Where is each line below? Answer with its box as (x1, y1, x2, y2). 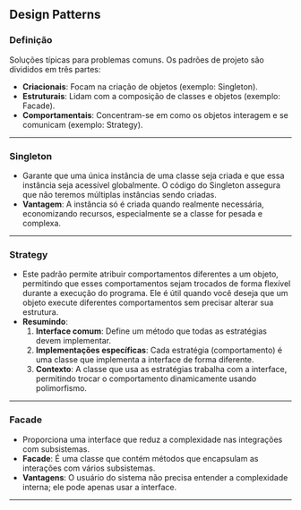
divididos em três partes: (9, 64, 101, 74)
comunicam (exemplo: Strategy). (21, 119, 143, 130)
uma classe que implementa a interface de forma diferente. (35, 354, 254, 365)
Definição (9, 34, 53, 47)
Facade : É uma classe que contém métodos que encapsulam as (21, 453, 259, 463)
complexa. (21, 217, 61, 228)
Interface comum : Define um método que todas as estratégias (35, 326, 267, 336)
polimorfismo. (35, 383, 88, 394)
